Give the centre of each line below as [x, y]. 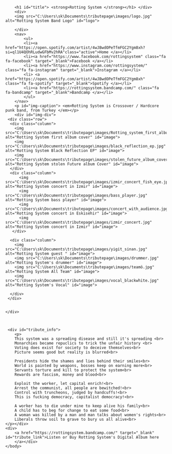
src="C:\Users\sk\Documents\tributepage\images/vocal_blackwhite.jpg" [82, 280]
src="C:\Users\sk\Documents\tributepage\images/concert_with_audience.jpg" [88, 209]
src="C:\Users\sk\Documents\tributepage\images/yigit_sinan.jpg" [76, 249]
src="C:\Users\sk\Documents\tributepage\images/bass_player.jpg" [76, 196]
